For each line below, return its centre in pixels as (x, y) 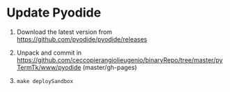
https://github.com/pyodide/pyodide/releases (82, 39)
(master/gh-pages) (110, 67)
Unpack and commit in (49, 53)
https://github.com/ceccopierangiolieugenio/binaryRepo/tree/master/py (120, 59)
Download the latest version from (64, 32)
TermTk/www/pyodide (49, 67)
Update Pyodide (54, 13)
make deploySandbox (45, 81)
